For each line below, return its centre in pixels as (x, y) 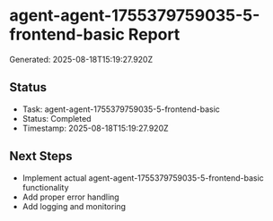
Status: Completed (57, 118)
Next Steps (41, 156)
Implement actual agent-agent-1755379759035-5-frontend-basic (143, 178)
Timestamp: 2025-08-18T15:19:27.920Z (95, 128)
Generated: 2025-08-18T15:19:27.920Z (81, 59)
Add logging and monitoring (74, 206)
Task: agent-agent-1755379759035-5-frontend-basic (121, 109)
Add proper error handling (70, 197)
